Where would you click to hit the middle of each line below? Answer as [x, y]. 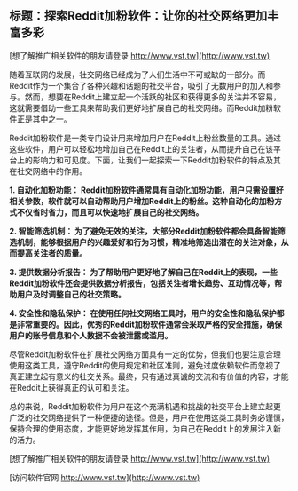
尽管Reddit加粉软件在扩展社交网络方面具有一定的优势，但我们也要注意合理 [145, 354]
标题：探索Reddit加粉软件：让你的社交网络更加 [138, 16]
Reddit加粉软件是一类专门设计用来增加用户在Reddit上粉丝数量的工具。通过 [145, 138]
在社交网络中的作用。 [48, 170]
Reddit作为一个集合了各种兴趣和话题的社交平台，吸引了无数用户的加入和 [141, 85]
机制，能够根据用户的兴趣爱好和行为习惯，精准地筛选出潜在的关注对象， [149, 242]
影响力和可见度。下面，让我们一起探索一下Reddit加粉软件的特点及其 [157, 160]
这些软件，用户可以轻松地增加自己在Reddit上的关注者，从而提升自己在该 [141, 148]
